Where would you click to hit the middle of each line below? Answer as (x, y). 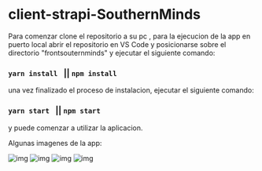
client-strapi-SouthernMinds (105, 15)
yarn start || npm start (54, 111)
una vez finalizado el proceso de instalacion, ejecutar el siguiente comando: (131, 90)
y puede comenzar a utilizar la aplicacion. (76, 128)
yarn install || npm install (63, 73)
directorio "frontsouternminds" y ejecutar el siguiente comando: (112, 53)
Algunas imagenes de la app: (55, 143)
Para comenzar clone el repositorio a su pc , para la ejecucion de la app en (129, 36)
